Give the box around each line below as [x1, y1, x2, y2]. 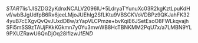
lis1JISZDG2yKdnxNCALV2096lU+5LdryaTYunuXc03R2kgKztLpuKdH [22, 5, 190, 12]
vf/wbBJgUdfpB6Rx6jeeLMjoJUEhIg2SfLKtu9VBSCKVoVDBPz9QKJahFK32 [6, 11, 190, 18]
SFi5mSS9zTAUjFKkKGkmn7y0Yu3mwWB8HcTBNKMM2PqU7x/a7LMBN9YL [6, 24, 192, 31]
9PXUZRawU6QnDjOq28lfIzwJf [6, 30, 82, 37]
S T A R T [6, 5, 23, 12]
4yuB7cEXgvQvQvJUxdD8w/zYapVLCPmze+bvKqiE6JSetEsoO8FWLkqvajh [6, 18, 189, 24]
